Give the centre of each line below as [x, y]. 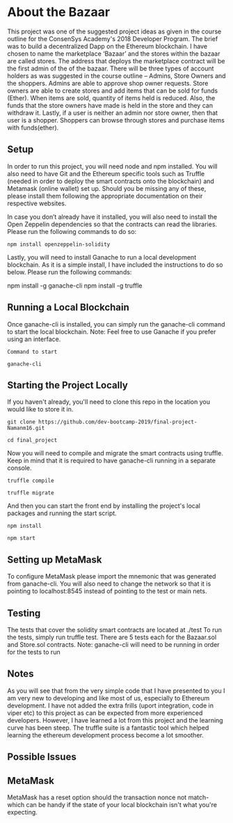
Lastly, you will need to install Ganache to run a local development [102, 257]
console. [20, 468]
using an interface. [34, 339]
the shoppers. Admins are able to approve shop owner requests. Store [108, 83]
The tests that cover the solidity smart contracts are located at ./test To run [115, 630]
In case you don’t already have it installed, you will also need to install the [112, 217]
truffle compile [31, 481]
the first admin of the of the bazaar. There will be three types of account [111, 68]
